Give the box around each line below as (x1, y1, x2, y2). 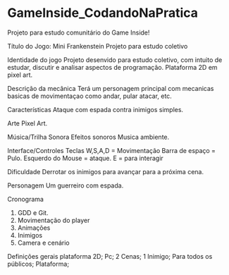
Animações (17, 224, 51, 232)
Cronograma (7, 195, 44, 203)
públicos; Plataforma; (7, 259, 69, 268)
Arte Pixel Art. (7, 118, 48, 128)
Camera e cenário (17, 238, 70, 247)
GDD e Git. (17, 208, 49, 216)
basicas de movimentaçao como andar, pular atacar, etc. (7, 92, 173, 100)
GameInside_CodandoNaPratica (7, 5, 199, 21)
